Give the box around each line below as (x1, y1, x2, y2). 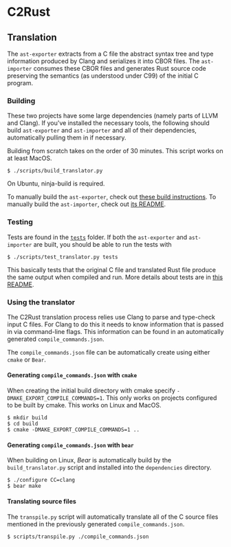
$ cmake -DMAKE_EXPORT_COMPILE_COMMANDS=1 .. (7, 427, 140, 434)
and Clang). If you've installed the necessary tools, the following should (7, 119, 210, 127)
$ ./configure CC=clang (7, 477, 76, 484)
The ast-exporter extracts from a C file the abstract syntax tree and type (7, 49, 214, 58)
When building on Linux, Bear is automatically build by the (7, 456, 172, 465)
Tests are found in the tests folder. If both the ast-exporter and (7, 233, 188, 241)
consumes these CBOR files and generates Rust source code (33, 65, 206, 72)
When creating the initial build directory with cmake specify (7, 386, 175, 395)
